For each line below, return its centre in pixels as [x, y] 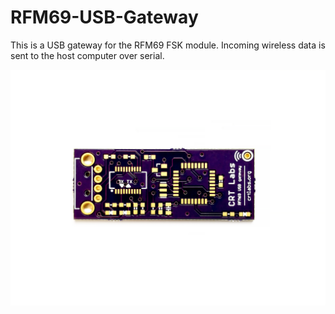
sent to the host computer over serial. [87, 55]
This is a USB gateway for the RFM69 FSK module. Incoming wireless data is [168, 45]
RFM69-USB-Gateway [104, 17]
